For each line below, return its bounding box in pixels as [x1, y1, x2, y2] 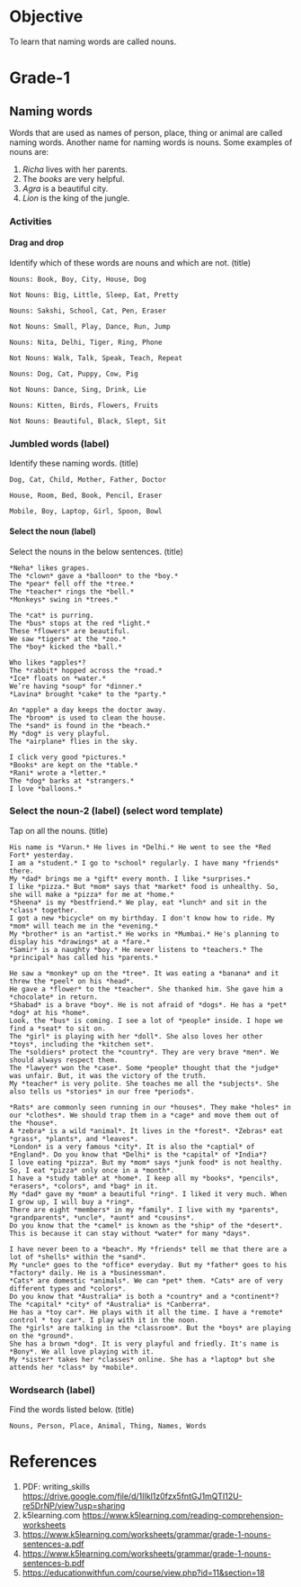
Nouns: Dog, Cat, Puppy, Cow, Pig [9, 369, 139, 379]
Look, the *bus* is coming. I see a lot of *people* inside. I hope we [9, 1016, 283, 1025]
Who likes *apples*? [9, 657, 87, 667]
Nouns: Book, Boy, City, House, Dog [9, 275, 146, 285]
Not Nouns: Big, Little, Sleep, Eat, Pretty [9, 291, 179, 300]
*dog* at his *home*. [9, 1008, 91, 1017]
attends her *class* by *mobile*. [9, 1363, 139, 1372]
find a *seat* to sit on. [9, 1024, 106, 1033]
